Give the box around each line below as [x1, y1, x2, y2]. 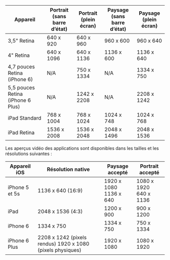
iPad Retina [8, 129, 35, 136]
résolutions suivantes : [5, 151, 52, 157]
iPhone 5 [8, 184, 29, 191]
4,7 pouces [8, 63, 35, 70]
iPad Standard [8, 115, 41, 121]
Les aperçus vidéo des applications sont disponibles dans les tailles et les [5, 145, 159, 151]
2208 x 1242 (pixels [37, 234, 87, 241]
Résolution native [47, 166, 90, 173]
